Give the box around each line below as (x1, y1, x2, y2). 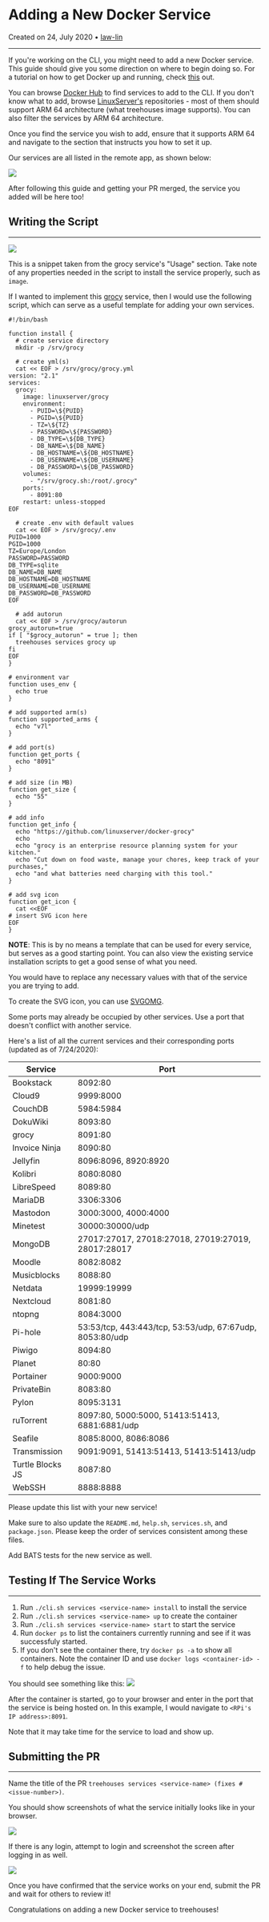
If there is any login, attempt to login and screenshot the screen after (8, 1842, 235, 1851)
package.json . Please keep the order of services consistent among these (8, 1526, 248, 1536)
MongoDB (12, 1238, 50, 1250)
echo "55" (15, 792, 48, 801)
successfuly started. (19, 1637, 88, 1646)
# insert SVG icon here (8, 911, 88, 919)
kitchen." (8, 848, 42, 857)
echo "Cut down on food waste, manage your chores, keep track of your (15, 855, 260, 863)
